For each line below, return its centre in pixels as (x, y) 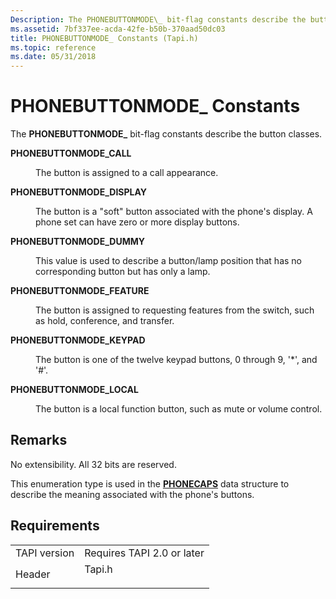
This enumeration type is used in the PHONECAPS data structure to (150, 483)
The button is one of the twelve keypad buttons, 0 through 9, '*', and (176, 360)
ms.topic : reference (53, 47)
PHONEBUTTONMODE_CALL (71, 153)
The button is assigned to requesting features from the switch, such (175, 310)
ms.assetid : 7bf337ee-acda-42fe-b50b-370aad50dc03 (118, 29)
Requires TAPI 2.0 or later (144, 553)
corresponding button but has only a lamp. (123, 272)
